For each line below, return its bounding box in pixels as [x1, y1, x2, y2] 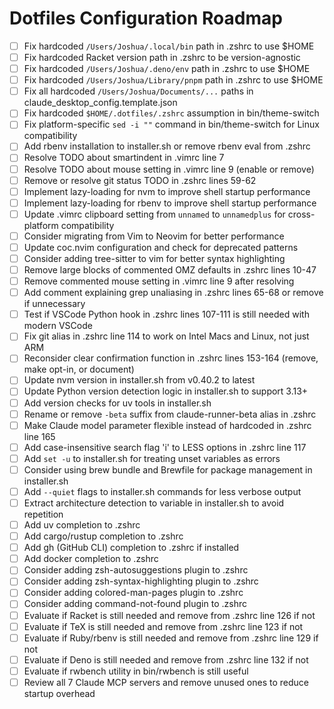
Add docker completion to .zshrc [23, 553, 159, 565]
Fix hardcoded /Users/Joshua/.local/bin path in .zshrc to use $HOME [23, 40, 315, 52]
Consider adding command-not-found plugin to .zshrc [23, 598, 247, 610]
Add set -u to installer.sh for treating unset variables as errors [23, 452, 281, 464]
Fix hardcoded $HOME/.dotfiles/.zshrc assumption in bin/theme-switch [23, 107, 320, 119]
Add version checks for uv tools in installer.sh [23, 397, 212, 409]
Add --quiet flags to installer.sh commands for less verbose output [23, 485, 302, 497]
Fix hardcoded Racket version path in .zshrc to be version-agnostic [23, 52, 301, 63]
